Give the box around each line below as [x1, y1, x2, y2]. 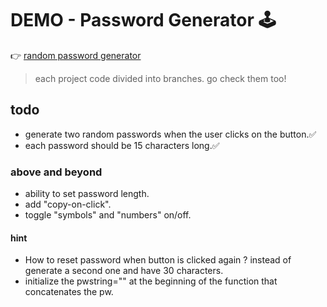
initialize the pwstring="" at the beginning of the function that [24, 275, 278, 287]
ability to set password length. [24, 188, 150, 200]
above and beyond [10, 165, 103, 179]
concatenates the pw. [24, 286, 114, 298]
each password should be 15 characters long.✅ [24, 139, 220, 151]
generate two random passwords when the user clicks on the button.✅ [24, 128, 317, 140]
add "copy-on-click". [24, 198, 112, 211]
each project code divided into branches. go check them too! [34, 72, 287, 84]
